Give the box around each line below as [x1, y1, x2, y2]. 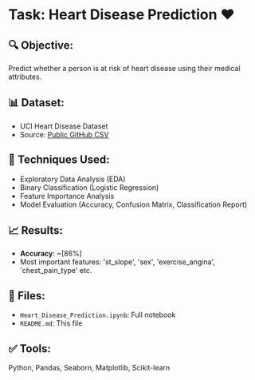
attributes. [8, 72, 42, 81]
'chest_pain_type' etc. [19, 266, 92, 275]
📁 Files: [8, 289, 45, 303]
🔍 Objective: [8, 38, 74, 52]
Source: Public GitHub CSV [19, 129, 109, 139]
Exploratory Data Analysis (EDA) [19, 174, 126, 184]
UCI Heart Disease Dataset [19, 121, 108, 131]
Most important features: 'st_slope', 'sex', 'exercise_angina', [19, 257, 215, 267]
